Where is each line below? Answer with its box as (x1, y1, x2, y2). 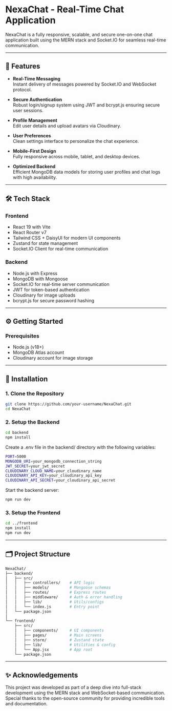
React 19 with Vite (12, 224, 51, 230)
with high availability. (12, 174, 57, 180)
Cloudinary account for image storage (12, 355, 93, 361)
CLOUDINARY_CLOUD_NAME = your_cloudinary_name (5, 468, 102, 473)
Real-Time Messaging (12, 75, 60, 81)
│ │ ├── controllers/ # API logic (5, 580, 95, 585)
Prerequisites (5, 332, 39, 340)
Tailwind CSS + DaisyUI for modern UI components (12, 235, 121, 241)
